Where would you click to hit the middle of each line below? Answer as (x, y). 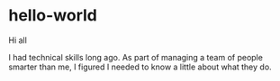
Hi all (18, 40)
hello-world (53, 16)
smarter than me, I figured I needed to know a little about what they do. (140, 67)
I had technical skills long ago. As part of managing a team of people (135, 57)
